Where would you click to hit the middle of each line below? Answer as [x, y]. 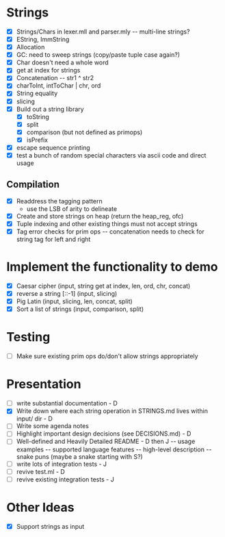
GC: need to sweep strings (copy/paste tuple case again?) [98, 55]
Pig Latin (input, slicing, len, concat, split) [74, 301]
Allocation [30, 47]
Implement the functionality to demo [112, 267]
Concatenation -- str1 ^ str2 [55, 78]
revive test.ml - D [41, 471]
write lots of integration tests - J [62, 464]
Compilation [33, 185]
